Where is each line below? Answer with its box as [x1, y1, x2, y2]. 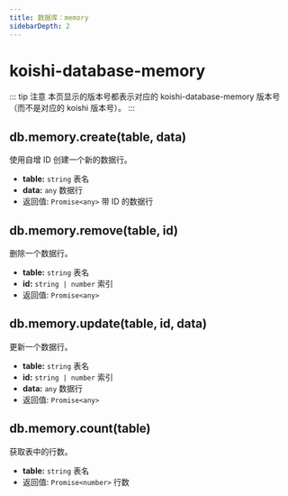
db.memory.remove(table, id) [9, 223, 178, 238]
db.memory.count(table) [9, 421, 151, 436]
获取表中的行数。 [9, 445, 73, 456]
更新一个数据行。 [9, 341, 73, 352]
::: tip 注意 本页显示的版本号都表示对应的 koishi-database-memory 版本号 [9, 91, 281, 102]
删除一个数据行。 [9, 248, 73, 259]
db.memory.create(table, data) [9, 129, 187, 144]
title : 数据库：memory [9, 13, 89, 23]
